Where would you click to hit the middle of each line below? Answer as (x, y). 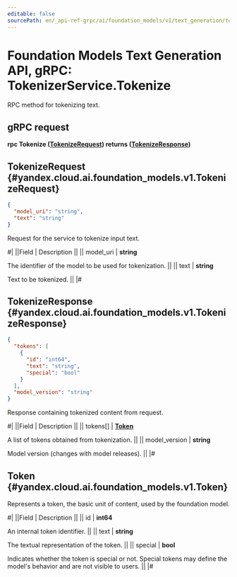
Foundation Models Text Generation (115, 56)
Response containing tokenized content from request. (85, 413)
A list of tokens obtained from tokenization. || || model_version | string (109, 440)
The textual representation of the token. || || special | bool (91, 544)
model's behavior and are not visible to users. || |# (80, 566)
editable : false (31, 14)
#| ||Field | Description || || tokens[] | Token (71, 426)
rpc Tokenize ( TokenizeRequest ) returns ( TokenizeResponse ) (99, 144)
